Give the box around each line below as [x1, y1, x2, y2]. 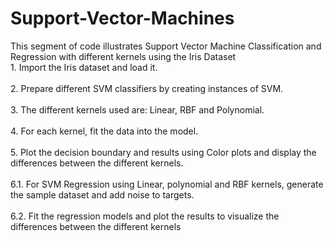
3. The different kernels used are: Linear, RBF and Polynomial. [10, 103, 265, 116]
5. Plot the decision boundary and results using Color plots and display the [10, 146, 317, 158]
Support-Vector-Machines [10, 7, 235, 30]
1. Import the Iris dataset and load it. [10, 61, 158, 73]
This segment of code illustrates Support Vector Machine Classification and [10, 40, 322, 52]
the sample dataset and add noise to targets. [10, 188, 195, 201]
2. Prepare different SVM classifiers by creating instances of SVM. [10, 82, 284, 94]
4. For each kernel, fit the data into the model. [10, 125, 199, 137]
